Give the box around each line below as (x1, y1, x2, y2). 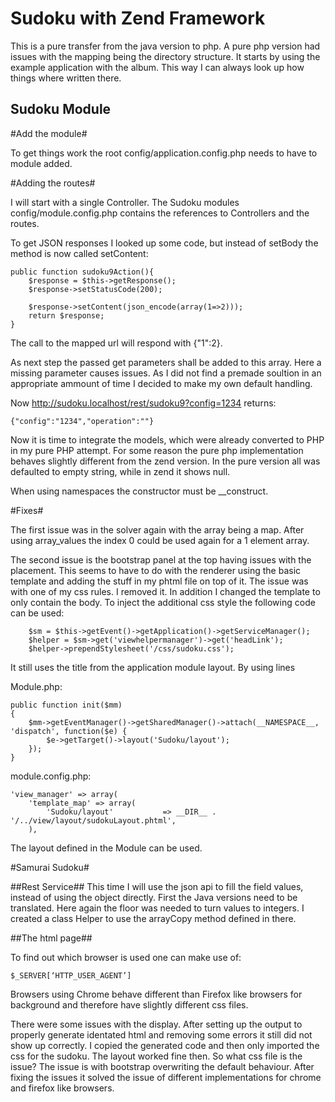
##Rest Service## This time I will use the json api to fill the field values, (10, 880, 304, 892)
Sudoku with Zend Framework (10, 7, 266, 30)
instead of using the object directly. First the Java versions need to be (10, 891, 298, 903)
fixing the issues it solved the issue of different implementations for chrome (10, 1071, 322, 1083)
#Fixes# (10, 504, 44, 516)
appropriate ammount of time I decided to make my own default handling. (10, 377, 313, 389)
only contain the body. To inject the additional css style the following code (10, 596, 316, 608)
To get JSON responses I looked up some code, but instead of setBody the (10, 237, 319, 249)
